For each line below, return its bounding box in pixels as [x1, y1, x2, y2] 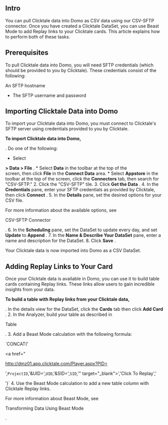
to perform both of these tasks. [5, 33, 70, 40]
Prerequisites [5, 48, 49, 57]
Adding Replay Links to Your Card [5, 262, 113, 271]
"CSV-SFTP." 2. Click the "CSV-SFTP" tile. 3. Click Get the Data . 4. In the [5, 181, 159, 187]
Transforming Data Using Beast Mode [5, 405, 84, 411]
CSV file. [5, 197, 24, 203]
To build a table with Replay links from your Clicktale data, [5, 296, 130, 302]
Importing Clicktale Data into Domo [5, 107, 118, 116]
